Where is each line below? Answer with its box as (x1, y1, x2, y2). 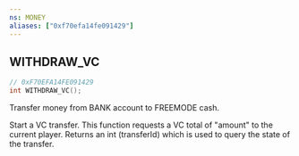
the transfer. (9, 139, 55, 150)
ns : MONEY (9, 12, 47, 22)
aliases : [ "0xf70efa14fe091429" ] (9, 21, 134, 30)
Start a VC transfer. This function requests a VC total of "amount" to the (9, 119, 273, 130)
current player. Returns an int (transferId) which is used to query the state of (9, 129, 291, 140)
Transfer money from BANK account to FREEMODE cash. (9, 103, 220, 113)
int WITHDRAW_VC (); (9, 86, 82, 95)
